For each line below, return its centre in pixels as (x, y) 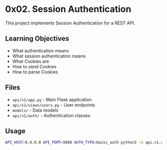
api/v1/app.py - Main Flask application (52, 99)
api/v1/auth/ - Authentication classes (51, 115)
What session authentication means (49, 56)
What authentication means (41, 50)
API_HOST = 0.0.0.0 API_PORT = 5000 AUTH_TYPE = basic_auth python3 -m (74, 143)
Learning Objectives (37, 39)
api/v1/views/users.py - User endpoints (54, 105)
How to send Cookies (34, 66)
